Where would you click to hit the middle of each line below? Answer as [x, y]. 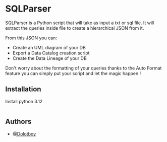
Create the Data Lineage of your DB [49, 58]
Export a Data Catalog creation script [51, 53]
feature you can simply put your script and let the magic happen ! [73, 73]
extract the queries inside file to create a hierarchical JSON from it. [75, 28]
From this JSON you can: [31, 38]
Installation [23, 89]
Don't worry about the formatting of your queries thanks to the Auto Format [83, 68]
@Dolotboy [24, 133]
